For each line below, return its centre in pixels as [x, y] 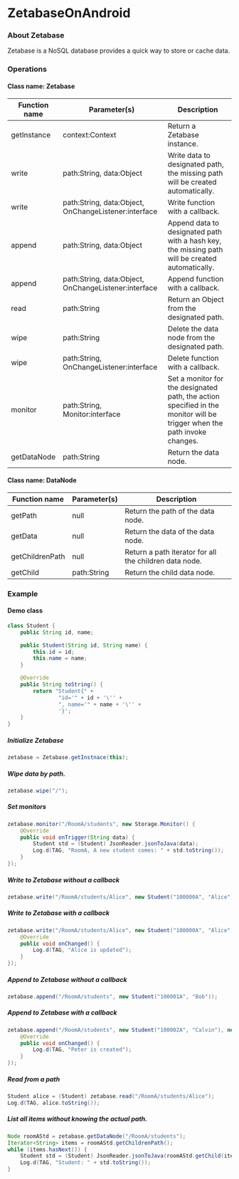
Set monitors [27, 807]
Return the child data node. [170, 572]
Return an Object [196, 299]
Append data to [193, 223]
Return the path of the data [169, 511]
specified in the [193, 405]
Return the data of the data [169, 532]
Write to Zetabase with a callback [59, 913]
